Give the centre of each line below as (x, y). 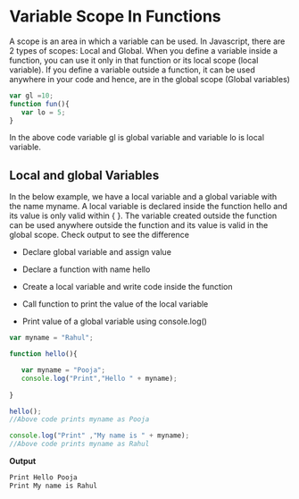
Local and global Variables (84, 175)
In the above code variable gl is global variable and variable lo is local (137, 138)
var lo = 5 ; (43, 112)
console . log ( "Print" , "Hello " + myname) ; (99, 378)
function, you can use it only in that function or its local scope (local (134, 60)
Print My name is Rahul (54, 486)
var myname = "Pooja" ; (63, 370)
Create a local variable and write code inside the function (127, 287)
